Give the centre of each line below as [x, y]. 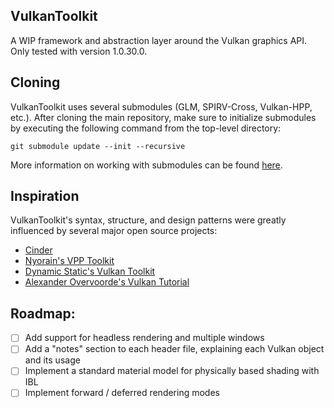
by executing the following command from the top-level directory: [146, 128]
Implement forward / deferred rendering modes [122, 393]
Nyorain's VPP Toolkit [69, 261]
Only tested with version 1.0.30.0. [79, 51]
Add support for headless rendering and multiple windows [144, 338]
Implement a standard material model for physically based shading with [172, 371]
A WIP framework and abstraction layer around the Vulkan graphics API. [159, 40]
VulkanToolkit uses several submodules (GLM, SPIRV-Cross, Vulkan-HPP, [161, 106]
